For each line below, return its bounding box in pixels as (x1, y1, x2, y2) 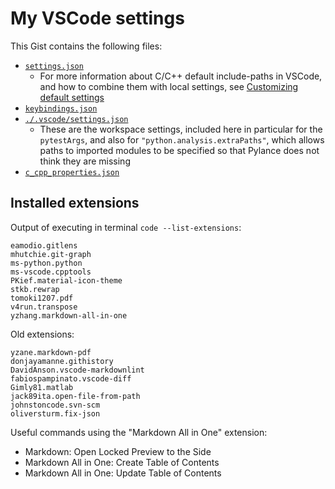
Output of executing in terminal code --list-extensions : (10, 221, 242, 233)
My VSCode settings (10, 7, 185, 30)
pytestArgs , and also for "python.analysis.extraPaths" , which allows (39, 133, 325, 146)
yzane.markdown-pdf (10, 347, 92, 357)
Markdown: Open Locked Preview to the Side (24, 445, 212, 457)
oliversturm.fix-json (10, 408, 101, 419)
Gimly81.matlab (10, 382, 74, 392)
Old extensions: (10, 328, 75, 340)
